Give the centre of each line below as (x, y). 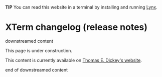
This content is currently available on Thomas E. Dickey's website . (73, 60)
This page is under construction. (39, 50)
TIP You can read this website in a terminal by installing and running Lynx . (82, 7)
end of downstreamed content (37, 70)
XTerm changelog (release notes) (76, 27)
